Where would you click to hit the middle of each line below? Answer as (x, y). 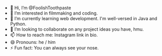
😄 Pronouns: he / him (33, 42)
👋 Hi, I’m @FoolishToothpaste (40, 8)
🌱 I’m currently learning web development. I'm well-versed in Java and (84, 18)
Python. (18, 24)
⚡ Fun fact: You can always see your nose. (54, 48)
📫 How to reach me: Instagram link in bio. (54, 35)
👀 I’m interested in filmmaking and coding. (54, 13)
